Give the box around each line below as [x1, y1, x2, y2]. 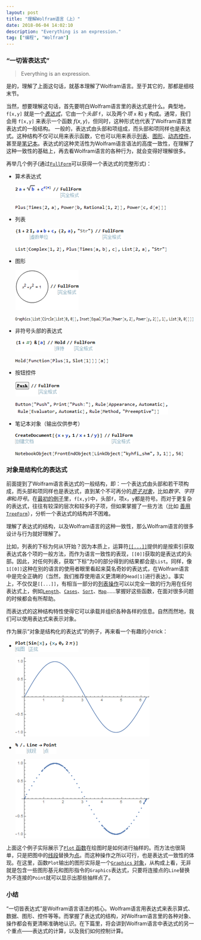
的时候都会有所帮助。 [6, 595, 58, 602]
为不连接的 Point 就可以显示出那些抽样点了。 [6, 874, 114, 882]
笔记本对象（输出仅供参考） [14, 420, 84, 427]
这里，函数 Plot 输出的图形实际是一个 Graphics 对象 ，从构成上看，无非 [21, 859, 191, 867]
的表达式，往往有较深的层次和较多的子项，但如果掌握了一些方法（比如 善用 [6, 503, 191, 510]
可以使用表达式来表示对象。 [11, 615, 79, 622]
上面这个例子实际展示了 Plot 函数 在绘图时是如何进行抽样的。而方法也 [6, 845, 175, 852]
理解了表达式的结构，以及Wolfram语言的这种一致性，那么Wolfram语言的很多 [6, 523, 194, 530]
